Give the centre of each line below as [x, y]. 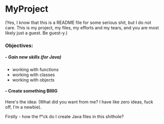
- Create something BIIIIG [31, 91]
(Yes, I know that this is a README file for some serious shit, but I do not [78, 22]
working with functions [35, 69]
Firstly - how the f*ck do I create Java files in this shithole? [65, 117]
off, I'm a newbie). [23, 107]
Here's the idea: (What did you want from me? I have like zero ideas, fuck [79, 102]
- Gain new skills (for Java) [33, 57]
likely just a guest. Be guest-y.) [36, 33]
